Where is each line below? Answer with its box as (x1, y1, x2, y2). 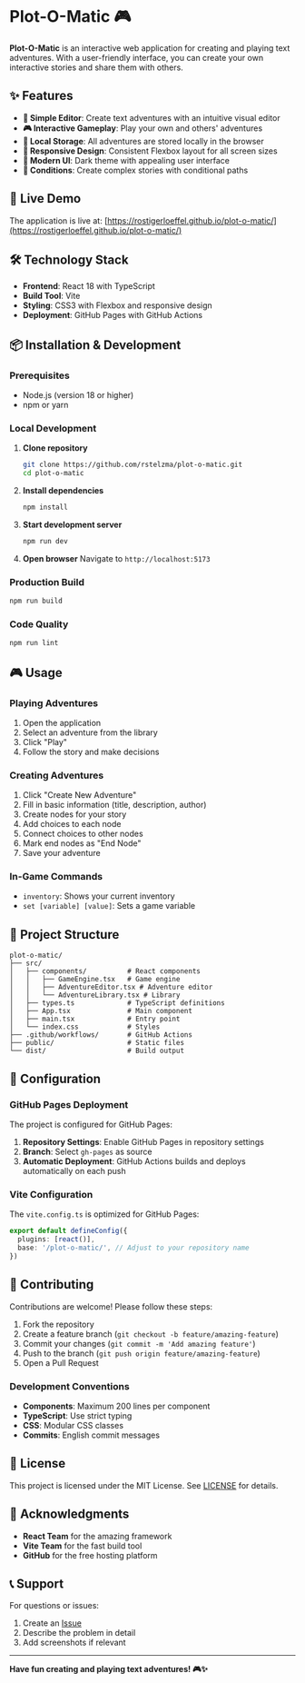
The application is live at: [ (9, 214, 108, 226)
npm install (22, 503, 68, 513)
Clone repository (22, 443, 88, 453)
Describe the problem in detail (22, 1628, 136, 1638)
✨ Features (9, 88, 74, 104)
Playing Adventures (9, 696, 99, 709)
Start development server (22, 519, 123, 530)
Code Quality (9, 618, 69, 631)
